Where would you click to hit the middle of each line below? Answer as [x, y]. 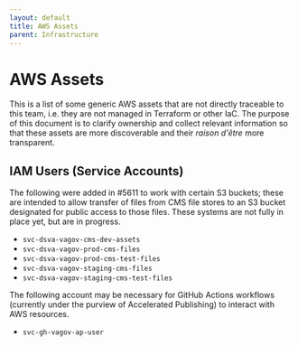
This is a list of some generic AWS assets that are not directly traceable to [147, 104]
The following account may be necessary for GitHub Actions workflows [142, 295]
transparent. [33, 143]
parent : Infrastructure [54, 34]
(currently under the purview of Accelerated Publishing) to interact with [142, 304]
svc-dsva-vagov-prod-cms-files [81, 249]
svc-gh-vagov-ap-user [63, 332]
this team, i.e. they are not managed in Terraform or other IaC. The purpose [149, 114]
